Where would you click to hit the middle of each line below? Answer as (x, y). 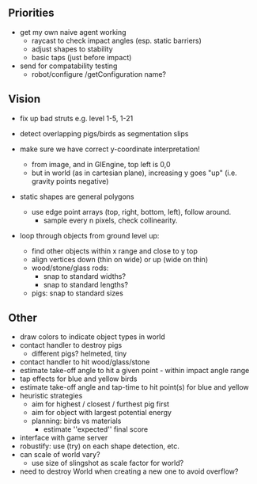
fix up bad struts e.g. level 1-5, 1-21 (76, 118)
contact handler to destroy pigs (71, 345)
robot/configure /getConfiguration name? (98, 74)
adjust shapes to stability (72, 49)
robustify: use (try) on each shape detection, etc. (100, 446)
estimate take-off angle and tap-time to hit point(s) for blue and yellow (134, 387)
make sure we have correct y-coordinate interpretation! (110, 149)
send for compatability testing (68, 66)
